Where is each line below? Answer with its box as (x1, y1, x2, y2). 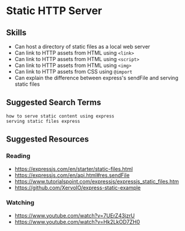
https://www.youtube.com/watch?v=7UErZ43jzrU (14, 212, 135, 219)
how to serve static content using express (6, 113, 115, 119)
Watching (6, 199, 35, 207)
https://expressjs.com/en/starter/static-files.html (14, 165, 133, 172)
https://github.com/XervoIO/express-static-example (14, 184, 141, 191)
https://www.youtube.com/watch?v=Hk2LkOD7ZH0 (14, 218, 140, 225)
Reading (6, 152, 31, 160)
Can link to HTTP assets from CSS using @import (14, 68, 133, 75)
